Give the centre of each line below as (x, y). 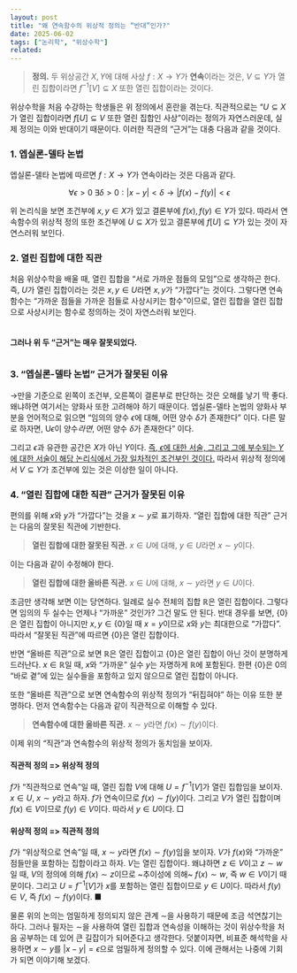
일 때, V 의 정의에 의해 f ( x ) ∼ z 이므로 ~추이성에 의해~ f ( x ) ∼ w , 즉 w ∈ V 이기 (144, 874)
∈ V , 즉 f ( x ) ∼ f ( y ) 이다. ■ (56, 896)
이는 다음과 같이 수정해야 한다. (62, 564)
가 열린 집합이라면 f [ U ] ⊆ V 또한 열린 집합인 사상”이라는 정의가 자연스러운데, (141, 118)
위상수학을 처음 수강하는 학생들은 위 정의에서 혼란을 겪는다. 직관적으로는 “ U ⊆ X (148, 106)
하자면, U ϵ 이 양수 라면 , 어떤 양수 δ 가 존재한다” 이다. (107, 428)
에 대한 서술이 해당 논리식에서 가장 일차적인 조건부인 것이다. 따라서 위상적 (136, 458)
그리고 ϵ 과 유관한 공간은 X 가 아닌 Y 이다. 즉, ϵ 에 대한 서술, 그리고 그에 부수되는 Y (147, 447)
